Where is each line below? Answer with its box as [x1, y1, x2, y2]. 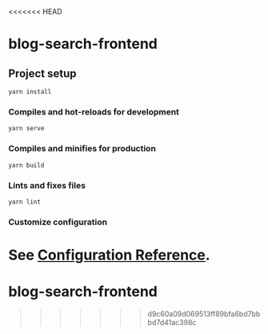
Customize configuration [8, 216, 108, 227]
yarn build [8, 161, 45, 169]
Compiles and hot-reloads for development [8, 106, 180, 117]
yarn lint [8, 198, 42, 206]
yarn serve [8, 124, 45, 133]
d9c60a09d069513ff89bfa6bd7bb [147, 308, 261, 319]
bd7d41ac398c [147, 317, 197, 327]
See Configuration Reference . [8, 246, 210, 264]
